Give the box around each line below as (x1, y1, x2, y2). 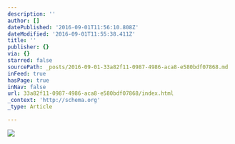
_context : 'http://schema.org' (7, 97, 101, 104)
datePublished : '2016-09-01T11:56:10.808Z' (7, 24, 139, 31)
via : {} (7, 51, 31, 58)
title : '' (7, 37, 37, 44)
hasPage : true (7, 76, 50, 84)
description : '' (7, 10, 56, 18)
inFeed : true (7, 70, 46, 77)
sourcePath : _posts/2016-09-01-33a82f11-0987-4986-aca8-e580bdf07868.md (7, 63, 229, 71)
